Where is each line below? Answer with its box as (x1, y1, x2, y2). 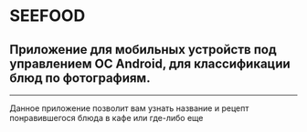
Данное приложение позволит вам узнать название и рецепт (9, 103, 249, 114)
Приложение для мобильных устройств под (9, 42, 277, 57)
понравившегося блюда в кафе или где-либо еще (9, 113, 204, 123)
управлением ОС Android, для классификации (9, 56, 291, 71)
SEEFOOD (9, 5, 86, 26)
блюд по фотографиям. (9, 70, 151, 86)
